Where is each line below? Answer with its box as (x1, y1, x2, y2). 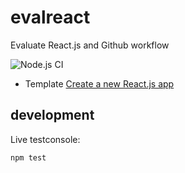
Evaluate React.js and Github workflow (10, 39, 170, 51)
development (10, 107, 95, 124)
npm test (10, 152, 47, 163)
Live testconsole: (10, 133, 81, 145)
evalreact (10, 6, 91, 29)
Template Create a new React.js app (24, 77, 175, 90)
